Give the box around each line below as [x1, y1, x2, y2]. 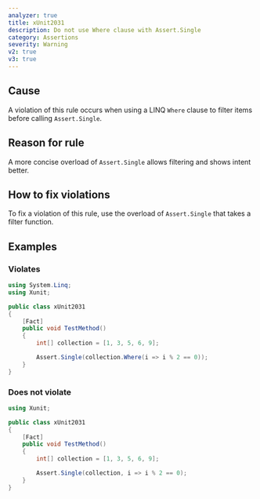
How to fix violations [8, 188, 110, 201]
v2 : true [8, 48, 37, 56]
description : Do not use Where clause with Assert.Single [8, 26, 201, 34]
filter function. [8, 217, 54, 227]
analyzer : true [8, 11, 58, 20]
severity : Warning [8, 41, 68, 49]
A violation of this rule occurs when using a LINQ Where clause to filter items [8, 105, 253, 115]
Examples [8, 240, 57, 253]
